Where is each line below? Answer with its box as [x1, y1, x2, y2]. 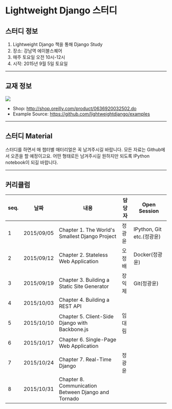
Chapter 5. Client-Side [58, 313, 114, 320]
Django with [58, 319, 88, 326]
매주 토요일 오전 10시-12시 [12, 54, 66, 60]
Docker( [133, 251, 154, 258]
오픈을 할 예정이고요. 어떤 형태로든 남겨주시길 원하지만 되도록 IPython [10, 152, 150, 159]
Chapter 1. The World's [58, 226, 115, 233]
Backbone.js [58, 326, 89, 333]
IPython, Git [133, 226, 162, 233]
